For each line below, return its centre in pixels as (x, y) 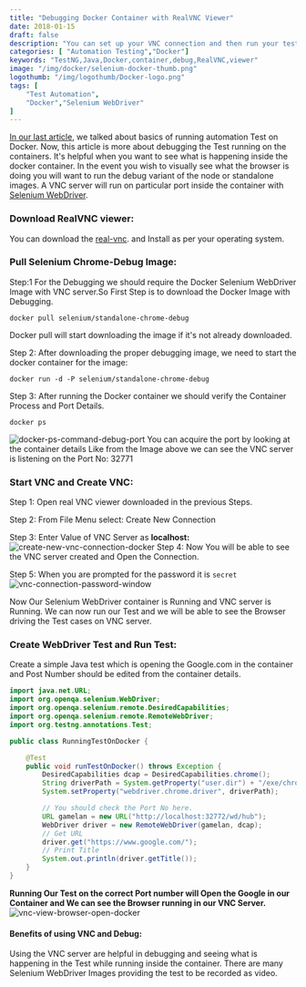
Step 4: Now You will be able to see (223, 547)
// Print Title (71, 850)
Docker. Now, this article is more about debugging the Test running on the (148, 147)
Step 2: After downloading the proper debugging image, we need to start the (153, 353)
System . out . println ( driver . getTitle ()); (120, 859)
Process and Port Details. (57, 406)
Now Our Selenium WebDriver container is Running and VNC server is (140, 601)
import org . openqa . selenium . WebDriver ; (85, 699)
